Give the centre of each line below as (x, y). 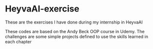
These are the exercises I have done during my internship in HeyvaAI (74, 22)
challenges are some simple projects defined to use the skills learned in (76, 37)
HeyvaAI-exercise (42, 9)
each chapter (18, 41)
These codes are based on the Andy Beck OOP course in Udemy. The (75, 31)
